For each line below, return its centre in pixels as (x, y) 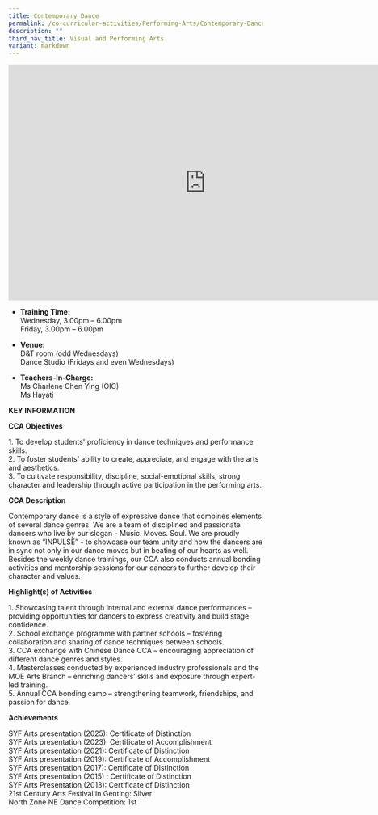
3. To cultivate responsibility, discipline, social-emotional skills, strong (124, 476)
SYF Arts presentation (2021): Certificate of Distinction (99, 751)
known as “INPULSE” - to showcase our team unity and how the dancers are (136, 542)
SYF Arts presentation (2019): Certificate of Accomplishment (109, 759)
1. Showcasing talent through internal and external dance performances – (130, 608)
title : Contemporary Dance (54, 16)
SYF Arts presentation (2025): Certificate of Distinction (100, 733)
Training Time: (45, 312)
